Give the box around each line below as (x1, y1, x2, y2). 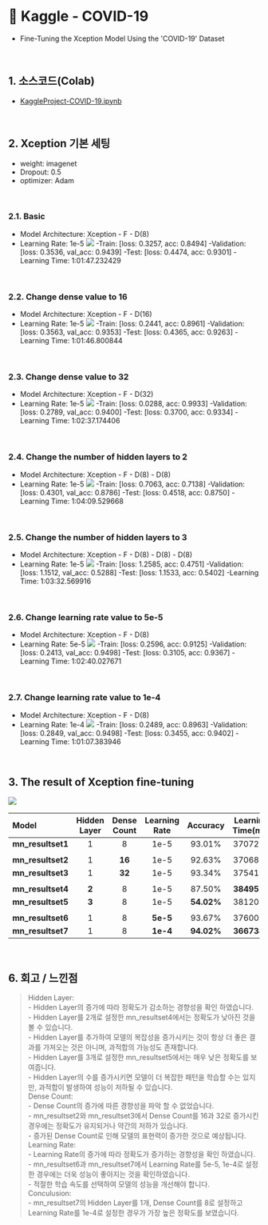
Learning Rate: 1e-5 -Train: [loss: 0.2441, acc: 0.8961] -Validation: (19, 319, 245, 329)
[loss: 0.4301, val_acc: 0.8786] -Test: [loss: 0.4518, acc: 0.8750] (19, 487, 231, 497)
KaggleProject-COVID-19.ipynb (19, 96, 122, 106)
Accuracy (187, 820, 225, 831)
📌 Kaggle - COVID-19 (8, 7, 149, 26)
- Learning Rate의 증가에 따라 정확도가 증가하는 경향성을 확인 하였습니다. (27, 1150, 256, 1159)
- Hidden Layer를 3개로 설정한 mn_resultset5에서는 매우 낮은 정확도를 (27, 1052, 250, 1063)
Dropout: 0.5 (19, 167, 61, 177)
